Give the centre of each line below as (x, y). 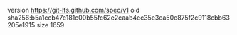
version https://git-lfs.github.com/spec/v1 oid (74, 10)
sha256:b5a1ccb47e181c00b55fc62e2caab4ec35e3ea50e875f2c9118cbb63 (118, 17)
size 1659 (51, 25)
